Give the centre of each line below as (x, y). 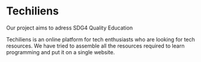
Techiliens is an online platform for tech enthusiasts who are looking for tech (100, 39)
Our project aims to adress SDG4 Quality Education (70, 28)
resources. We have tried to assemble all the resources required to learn (95, 46)
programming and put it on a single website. (61, 52)
